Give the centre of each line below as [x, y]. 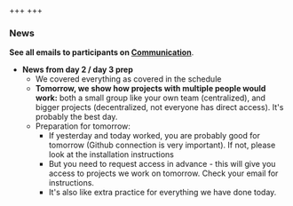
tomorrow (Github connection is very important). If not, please [162, 145]
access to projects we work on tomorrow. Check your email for [163, 173]
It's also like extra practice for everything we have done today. [162, 193]
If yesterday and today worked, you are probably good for [154, 136]
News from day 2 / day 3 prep [77, 70]
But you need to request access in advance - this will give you [162, 164]
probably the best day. [76, 117]
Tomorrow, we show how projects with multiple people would [150, 89]
